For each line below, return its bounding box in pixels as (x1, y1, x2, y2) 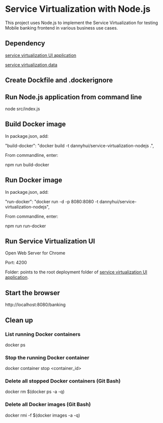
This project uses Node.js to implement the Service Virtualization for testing (5, 20, 158, 26)
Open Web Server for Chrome (5, 250, 65, 256)
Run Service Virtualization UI (5, 237, 95, 245)
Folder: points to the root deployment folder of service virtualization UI (5, 269, 147, 275)
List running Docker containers (5, 331, 81, 337)
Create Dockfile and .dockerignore (5, 76, 113, 85)
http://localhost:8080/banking (5, 302, 66, 308)
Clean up (5, 316, 33, 324)
